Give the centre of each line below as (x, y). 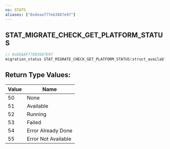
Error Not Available (49, 138)
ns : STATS (16, 10)
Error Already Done (50, 130)
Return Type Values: (38, 75)
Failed (34, 122)
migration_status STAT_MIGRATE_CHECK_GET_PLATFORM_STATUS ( (69, 59)
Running (37, 114)
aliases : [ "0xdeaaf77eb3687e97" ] (40, 15)
